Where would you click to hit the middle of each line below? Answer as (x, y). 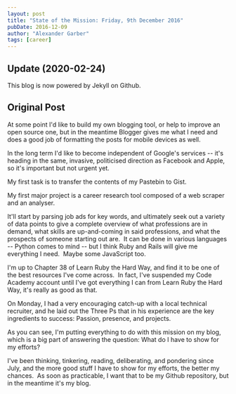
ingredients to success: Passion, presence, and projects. (89, 318)
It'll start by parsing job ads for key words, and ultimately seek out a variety (116, 216)
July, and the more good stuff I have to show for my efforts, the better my (113, 368)
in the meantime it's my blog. (49, 383)
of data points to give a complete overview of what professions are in (107, 224)
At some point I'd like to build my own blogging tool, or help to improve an (114, 125)
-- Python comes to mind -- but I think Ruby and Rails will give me (103, 246)
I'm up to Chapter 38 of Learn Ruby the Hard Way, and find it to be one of (113, 267)
